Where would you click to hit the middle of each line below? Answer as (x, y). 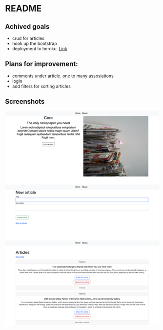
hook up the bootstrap (34, 44)
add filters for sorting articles (41, 86)
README (23, 9)
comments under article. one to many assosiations (63, 76)
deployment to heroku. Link (40, 49)
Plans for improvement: (41, 64)
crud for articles (28, 38)
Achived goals (27, 27)
